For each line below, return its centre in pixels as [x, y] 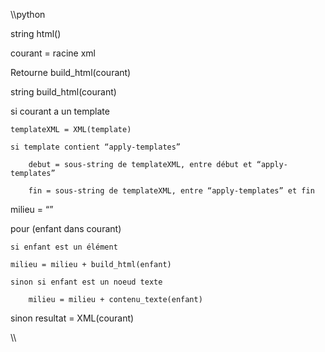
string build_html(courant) [63, 92]
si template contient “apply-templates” [96, 147]
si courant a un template [60, 111]
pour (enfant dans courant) [66, 228]
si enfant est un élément [64, 247]
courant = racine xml [53, 53]
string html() [36, 33]
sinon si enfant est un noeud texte [86, 282]
